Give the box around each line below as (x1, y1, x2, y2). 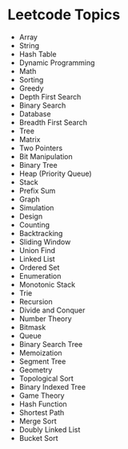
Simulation (18, 202, 54, 212)
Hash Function (18, 399, 67, 409)
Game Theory (18, 390, 65, 400)
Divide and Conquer (18, 305, 86, 315)
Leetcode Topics (7, 6, 121, 24)
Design (18, 211, 43, 221)
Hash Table (18, 49, 57, 59)
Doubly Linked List (18, 424, 81, 435)
